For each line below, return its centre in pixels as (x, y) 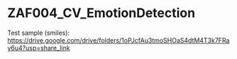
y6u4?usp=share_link (39, 48)
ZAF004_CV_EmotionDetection (101, 13)
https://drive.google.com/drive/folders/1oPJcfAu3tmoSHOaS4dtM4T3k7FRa (118, 40)
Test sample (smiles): (38, 33)
